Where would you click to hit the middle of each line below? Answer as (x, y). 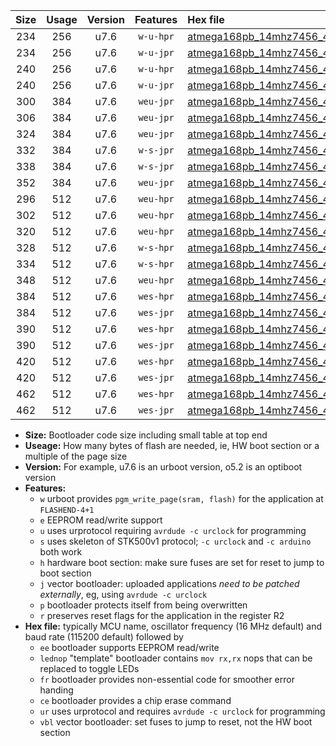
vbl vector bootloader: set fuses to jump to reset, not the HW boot (176, 722)
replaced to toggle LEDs (89, 668)
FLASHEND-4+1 (67, 510)
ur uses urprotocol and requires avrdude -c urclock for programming (182, 711)
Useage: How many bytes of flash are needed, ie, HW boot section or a (172, 445)
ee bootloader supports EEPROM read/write (129, 647)
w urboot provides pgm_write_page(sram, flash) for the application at (181, 498)
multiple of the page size (76, 456)
